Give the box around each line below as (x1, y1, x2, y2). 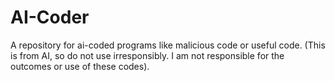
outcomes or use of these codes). (10, 60, 150, 72)
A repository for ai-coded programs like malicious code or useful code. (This (10, 39, 326, 51)
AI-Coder (10, 6, 90, 29)
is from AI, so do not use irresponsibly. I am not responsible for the (10, 49, 285, 61)
